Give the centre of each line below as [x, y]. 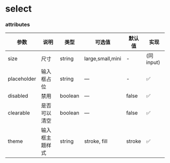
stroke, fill [96, 141]
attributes [18, 25]
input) [153, 63]
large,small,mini [103, 59]
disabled [18, 96]
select [18, 9]
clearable [19, 113]
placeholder [22, 79]
